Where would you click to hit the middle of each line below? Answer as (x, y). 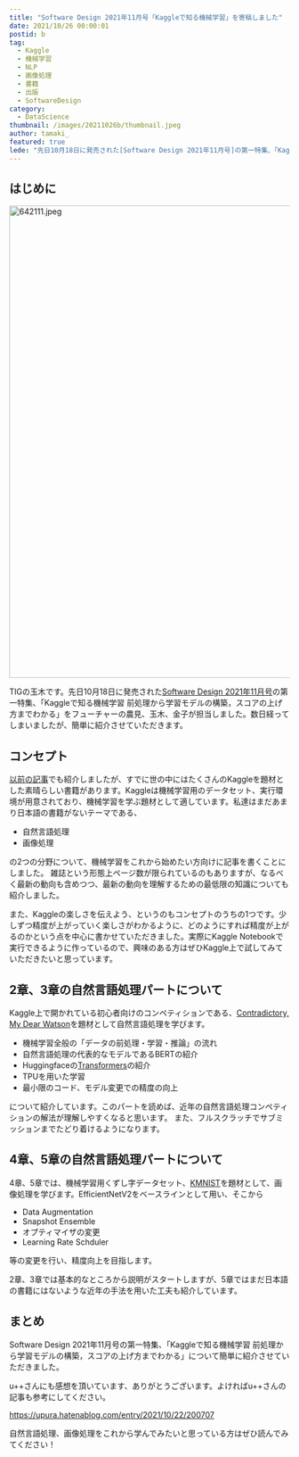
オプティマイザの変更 (61, 1231)
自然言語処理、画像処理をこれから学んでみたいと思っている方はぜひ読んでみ (149, 1433)
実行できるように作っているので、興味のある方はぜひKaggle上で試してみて (146, 948)
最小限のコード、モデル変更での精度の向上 (100, 1088)
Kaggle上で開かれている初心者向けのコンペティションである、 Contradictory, (149, 1013)
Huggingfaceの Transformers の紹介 (86, 1065)
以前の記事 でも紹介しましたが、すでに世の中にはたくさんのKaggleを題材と (147, 779)
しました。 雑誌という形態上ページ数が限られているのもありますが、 (135, 873)
